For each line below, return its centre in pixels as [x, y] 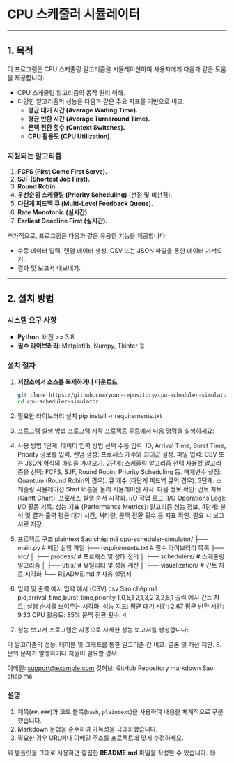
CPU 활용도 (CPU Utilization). [70, 136]
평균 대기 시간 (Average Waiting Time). [83, 110]
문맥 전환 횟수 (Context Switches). [76, 127]
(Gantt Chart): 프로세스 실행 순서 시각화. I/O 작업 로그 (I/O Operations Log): [122, 498]
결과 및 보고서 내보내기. [49, 268]
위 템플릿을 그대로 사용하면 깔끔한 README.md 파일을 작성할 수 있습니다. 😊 [111, 753]
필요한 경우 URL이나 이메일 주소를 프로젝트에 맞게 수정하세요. [100, 738]
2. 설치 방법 [31, 298]
